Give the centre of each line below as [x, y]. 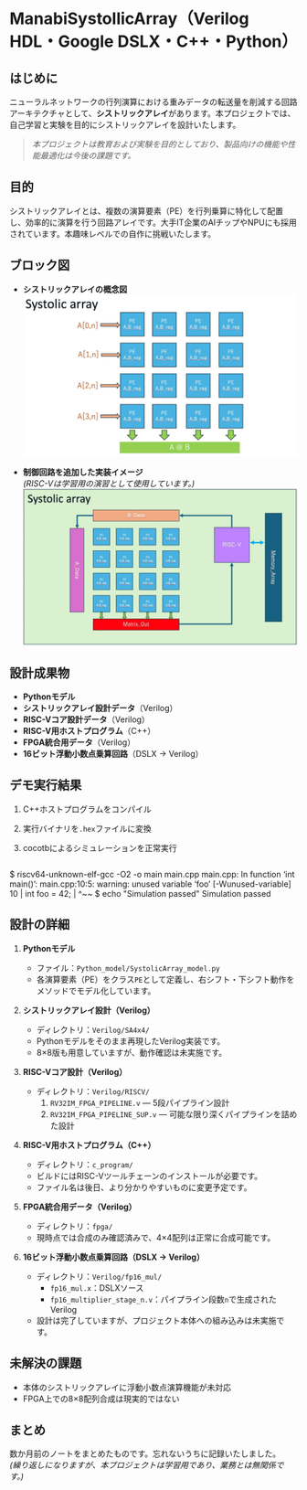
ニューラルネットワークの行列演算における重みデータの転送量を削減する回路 [153, 102]
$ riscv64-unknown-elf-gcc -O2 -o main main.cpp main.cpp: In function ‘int [152, 874]
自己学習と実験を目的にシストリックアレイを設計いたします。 [125, 125]
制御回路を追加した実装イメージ [83, 473]
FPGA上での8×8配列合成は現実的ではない [101, 1399]
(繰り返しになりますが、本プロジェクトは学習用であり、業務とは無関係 [143, 1465]
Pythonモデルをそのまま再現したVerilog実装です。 [131, 1041]
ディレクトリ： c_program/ [85, 1164]
